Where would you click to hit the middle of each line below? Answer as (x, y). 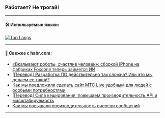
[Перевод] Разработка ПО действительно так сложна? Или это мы (82, 74)
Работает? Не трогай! (32, 7)
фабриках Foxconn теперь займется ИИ (54, 69)
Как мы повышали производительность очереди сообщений (76, 106)
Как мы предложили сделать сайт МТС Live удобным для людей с (82, 85)
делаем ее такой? (31, 79)
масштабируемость (33, 100)
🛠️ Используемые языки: (32, 24)
